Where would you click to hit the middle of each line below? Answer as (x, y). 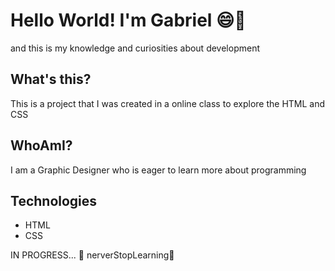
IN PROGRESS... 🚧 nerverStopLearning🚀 (92, 255)
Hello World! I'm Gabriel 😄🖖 (128, 20)
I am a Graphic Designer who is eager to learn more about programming (158, 170)
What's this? (51, 79)
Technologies (54, 200)
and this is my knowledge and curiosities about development (135, 48)
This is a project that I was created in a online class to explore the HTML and (168, 103)
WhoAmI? (41, 145)
